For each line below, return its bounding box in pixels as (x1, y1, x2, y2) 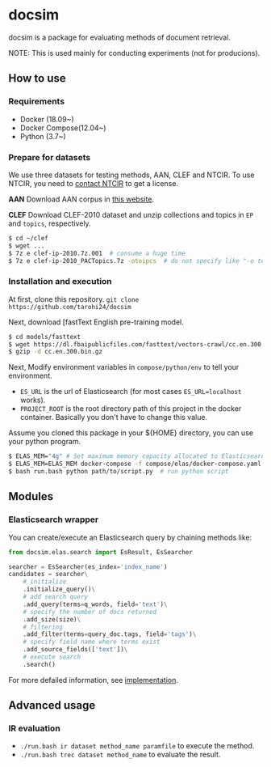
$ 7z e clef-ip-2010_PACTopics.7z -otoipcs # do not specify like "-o (8, 256, 254, 265)
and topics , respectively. (8, 218, 91, 228)
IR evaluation (8, 723, 60, 734)
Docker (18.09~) (19, 114, 74, 124)
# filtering (23, 623, 63, 631)
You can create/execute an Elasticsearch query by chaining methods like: (8, 532, 252, 542)
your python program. (8, 437, 81, 447)
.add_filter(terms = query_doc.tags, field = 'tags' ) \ (23, 630, 197, 638)
